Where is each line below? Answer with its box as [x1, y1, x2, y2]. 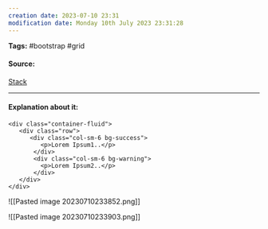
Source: [8, 59, 36, 68]
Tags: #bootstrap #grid [8, 41, 85, 50]
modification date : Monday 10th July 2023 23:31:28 [8, 19, 183, 27]
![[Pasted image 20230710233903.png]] [8, 212, 141, 221]
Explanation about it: [8, 103, 79, 112]
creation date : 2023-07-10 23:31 [8, 11, 120, 20]
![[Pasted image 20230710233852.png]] [8, 196, 141, 206]
